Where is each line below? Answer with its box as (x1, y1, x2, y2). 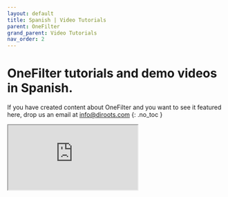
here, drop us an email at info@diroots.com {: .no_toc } (7, 111, 163, 119)
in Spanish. (7, 80, 73, 96)
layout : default (7, 10, 54, 17)
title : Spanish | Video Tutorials (7, 17, 107, 24)
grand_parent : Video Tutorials (7, 29, 97, 37)
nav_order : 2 (7, 36, 45, 43)
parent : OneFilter (7, 23, 60, 30)
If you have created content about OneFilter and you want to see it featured (7, 103, 222, 111)
